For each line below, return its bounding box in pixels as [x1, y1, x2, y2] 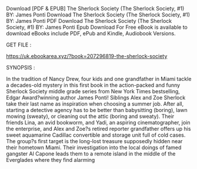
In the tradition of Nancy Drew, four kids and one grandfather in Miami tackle [6, 76, 192, 82]
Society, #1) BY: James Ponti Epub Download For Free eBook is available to [6, 23, 188, 31]
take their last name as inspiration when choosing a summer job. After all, [6, 100, 184, 107]
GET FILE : [6, 41, 32, 48]
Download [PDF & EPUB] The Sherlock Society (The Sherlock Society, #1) [6, 5, 185, 12]
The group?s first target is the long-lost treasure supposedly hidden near [6, 138, 183, 144]
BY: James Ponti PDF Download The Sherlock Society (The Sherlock [6, 18, 172, 24]
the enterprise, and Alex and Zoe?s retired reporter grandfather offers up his [6, 126, 191, 132]
